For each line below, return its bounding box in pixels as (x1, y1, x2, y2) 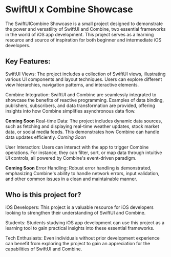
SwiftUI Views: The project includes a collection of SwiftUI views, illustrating (5, 71, 166, 77)
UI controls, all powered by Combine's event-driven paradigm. (5, 155, 137, 161)
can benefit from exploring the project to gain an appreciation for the (5, 240, 151, 246)
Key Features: (5, 57, 51, 66)
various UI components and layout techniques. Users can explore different (5, 76, 162, 82)
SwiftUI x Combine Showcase (5, 4, 133, 15)
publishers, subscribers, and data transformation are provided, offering (5, 102, 155, 109)
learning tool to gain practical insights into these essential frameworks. (5, 225, 155, 231)
